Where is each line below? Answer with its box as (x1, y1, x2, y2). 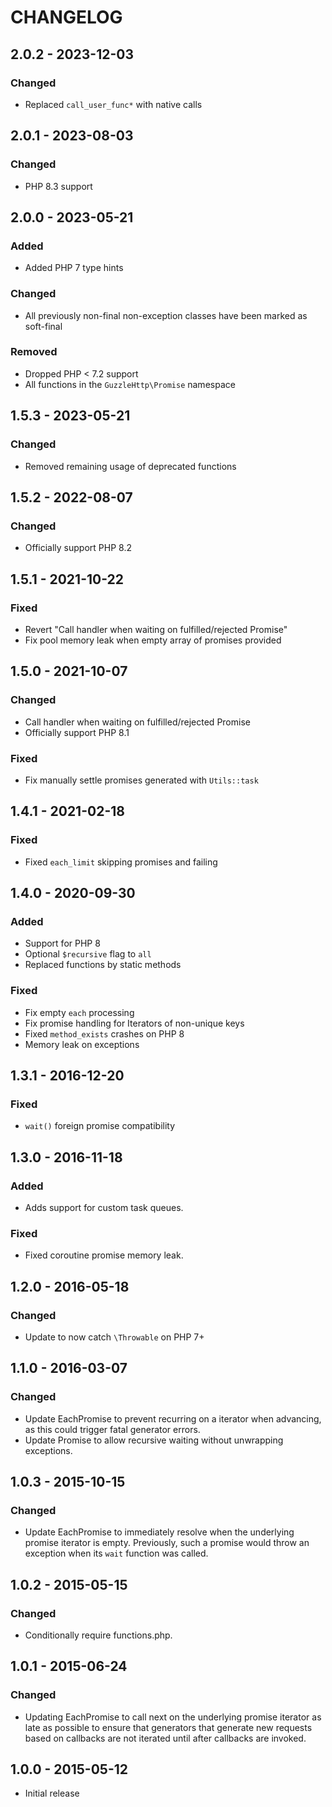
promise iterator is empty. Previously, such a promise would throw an (24, 1537, 310, 1549)
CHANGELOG (10, 6, 123, 29)
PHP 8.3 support (24, 180, 93, 192)
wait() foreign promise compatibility (24, 1120, 176, 1132)
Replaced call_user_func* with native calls (24, 98, 203, 110)
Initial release (24, 1787, 80, 1800)
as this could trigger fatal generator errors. (24, 1423, 201, 1435)
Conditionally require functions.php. (24, 1629, 173, 1641)
